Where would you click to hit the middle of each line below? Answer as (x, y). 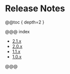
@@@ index (18, 31)
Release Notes (35, 9)
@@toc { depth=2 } (25, 22)
